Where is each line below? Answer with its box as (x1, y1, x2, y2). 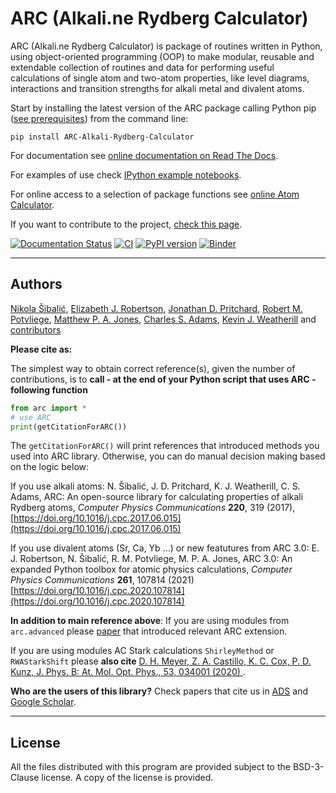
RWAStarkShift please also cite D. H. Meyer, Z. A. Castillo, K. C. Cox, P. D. (10, 655, 312, 667)
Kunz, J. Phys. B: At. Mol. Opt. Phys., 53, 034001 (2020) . (10, 666, 246, 678)
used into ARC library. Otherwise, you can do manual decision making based (10, 450, 326, 462)
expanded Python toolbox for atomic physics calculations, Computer (10, 563, 293, 576)
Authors (10, 276, 63, 293)
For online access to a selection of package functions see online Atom (10, 188, 300, 200)
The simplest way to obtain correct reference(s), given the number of (10, 362, 296, 374)
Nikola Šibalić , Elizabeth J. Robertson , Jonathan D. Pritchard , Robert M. (10, 302, 303, 314)
